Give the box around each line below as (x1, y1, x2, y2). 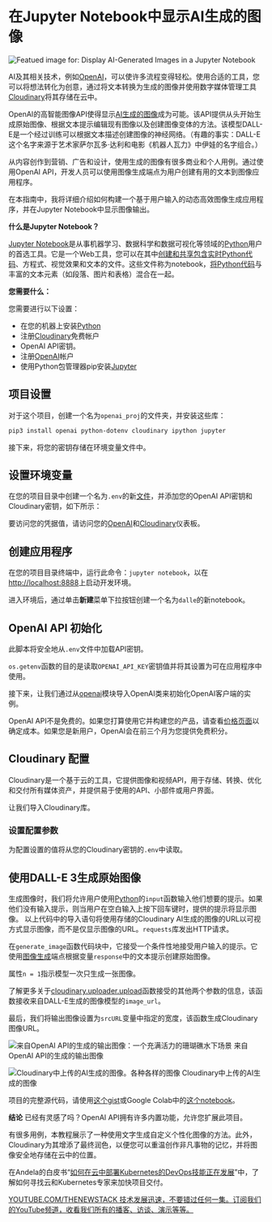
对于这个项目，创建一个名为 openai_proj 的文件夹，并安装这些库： (8, 410, 226, 420)
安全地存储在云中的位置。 (15, 1150, 101, 1160)
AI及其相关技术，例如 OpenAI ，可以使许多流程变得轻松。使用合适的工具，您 (8, 71, 261, 81)
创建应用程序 (8, 545, 73, 558)
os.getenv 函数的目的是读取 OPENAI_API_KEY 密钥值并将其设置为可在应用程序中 (8, 661, 262, 671)
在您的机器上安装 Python (19, 321, 101, 331)
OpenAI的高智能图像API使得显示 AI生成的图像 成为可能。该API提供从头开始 (8, 109, 255, 118)
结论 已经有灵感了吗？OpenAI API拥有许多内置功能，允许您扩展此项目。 (8, 1112, 248, 1122)
